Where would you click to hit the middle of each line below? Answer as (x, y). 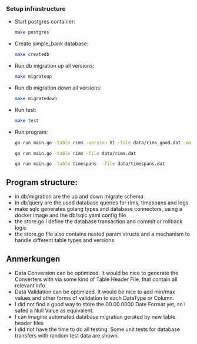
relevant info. (31, 285)
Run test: (25, 110)
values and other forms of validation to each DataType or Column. (94, 298)
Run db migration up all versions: (54, 66)
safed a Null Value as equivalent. (54, 310)
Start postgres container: (45, 22)
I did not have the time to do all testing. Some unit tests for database (97, 329)
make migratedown (36, 98)
